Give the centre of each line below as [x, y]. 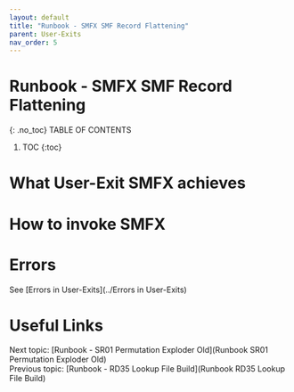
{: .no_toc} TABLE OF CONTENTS [70, 130]
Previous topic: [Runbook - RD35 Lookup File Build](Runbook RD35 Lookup [147, 369]
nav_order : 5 [33, 42]
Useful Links [57, 325]
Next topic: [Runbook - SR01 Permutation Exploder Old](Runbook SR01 [139, 350]
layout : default [39, 17]
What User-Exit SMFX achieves [128, 183]
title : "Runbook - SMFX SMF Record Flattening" [99, 26]
